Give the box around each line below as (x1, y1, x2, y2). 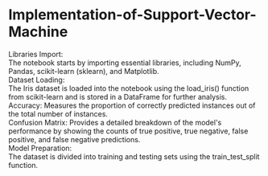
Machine (8, 23, 68, 41)
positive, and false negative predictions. (8, 134, 141, 144)
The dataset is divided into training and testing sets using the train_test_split (8, 151, 260, 162)
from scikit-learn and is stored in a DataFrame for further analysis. (8, 92, 228, 101)
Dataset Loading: (8, 75, 65, 84)
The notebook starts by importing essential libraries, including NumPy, (8, 58, 241, 68)
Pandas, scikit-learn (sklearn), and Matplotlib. (8, 66, 159, 76)
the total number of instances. (8, 108, 109, 118)
